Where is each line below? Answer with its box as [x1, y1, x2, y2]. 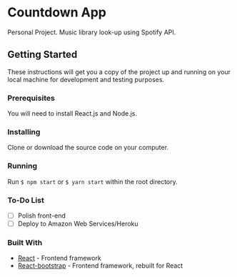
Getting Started [7, 49, 78, 61]
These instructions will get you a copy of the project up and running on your [7, 67, 231, 76]
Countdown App [7, 4, 107, 21]
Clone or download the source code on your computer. [7, 143, 169, 152]
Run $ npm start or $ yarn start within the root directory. [7, 177, 178, 186]
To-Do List [7, 195, 44, 205]
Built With [7, 237, 43, 247]
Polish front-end [17, 211, 66, 220]
